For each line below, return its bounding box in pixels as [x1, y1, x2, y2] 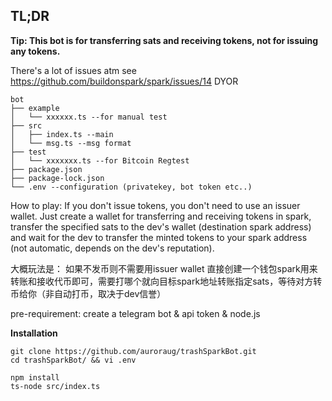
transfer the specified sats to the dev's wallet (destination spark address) [10, 220, 312, 233]
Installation [10, 327, 58, 339]
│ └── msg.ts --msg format [10, 138, 132, 148]
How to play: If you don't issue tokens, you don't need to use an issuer [10, 199, 301, 211]
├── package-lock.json [10, 173, 105, 183]
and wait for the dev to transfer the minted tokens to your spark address [10, 231, 308, 243]
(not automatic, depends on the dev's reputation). [10, 242, 215, 254]
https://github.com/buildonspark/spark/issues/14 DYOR [10, 75, 239, 87]
